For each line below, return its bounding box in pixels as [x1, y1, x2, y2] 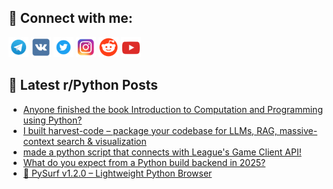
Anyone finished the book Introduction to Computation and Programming [22, 103, 323, 115]
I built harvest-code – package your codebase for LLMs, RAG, [22, 124, 278, 136]
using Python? [22, 114, 83, 126]
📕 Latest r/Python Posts [8, 77, 159, 94]
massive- [279, 124, 318, 136]
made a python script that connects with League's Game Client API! [22, 146, 302, 158]
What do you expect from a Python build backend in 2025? [22, 156, 266, 168]
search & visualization [56, 135, 147, 147]
